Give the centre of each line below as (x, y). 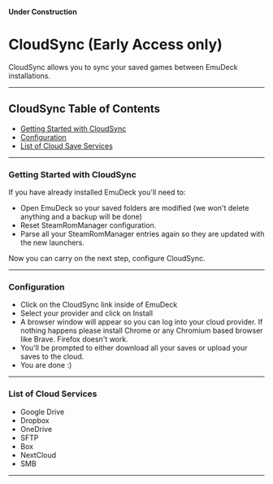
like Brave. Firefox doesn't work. (74, 339)
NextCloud (38, 455)
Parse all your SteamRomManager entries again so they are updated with (142, 234)
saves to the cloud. (52, 356)
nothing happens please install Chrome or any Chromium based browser (141, 331)
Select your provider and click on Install (86, 313)
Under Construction (43, 12)
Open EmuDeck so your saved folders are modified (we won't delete (134, 208)
